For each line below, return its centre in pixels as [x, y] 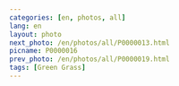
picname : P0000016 [43, 51]
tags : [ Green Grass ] [48, 68]
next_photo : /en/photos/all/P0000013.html [89, 43]
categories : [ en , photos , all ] [68, 17]
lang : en [26, 26]
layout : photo [36, 34]
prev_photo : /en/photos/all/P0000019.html [89, 59]
